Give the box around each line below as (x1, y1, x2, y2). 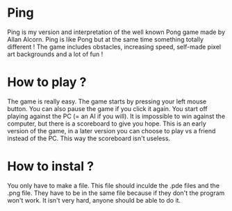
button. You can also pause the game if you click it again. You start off (7, 104, 208, 112)
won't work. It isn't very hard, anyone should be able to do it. (7, 196, 181, 204)
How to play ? (7, 74, 87, 90)
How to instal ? (7, 158, 94, 174)
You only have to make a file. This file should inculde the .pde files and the (7, 181, 220, 189)
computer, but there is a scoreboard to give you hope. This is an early (7, 119, 206, 128)
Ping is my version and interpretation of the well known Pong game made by (7, 28, 226, 36)
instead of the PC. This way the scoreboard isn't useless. (7, 134, 171, 142)
